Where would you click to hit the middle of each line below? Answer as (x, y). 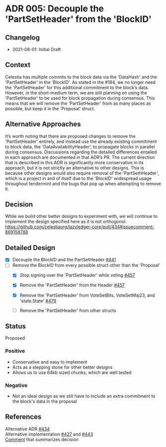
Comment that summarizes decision (42, 439)
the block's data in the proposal (45, 401)
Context (18, 65)
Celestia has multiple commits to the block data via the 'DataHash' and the (81, 77)
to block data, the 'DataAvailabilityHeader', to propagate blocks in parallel (80, 146)
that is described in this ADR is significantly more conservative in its (74, 162)
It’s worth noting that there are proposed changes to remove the (70, 136)
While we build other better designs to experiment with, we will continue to (81, 216)
